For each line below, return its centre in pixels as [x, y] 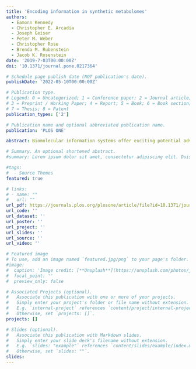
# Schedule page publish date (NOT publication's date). [77, 77]
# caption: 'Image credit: [40, 270]
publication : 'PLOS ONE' [36, 130]
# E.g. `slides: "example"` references [57, 346]
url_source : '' [24, 238]
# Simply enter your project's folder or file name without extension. [98, 303]
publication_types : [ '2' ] [37, 114]
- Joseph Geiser [31, 33]
